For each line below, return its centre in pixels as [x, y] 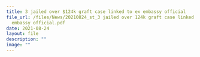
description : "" [26, 39]
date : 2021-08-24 [28, 28]
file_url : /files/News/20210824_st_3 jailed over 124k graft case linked [100, 17]
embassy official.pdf [39, 23]
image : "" [19, 45]
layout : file [22, 34]
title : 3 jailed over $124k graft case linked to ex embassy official [96, 12]
